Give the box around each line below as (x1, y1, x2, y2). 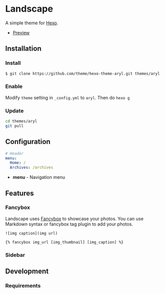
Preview (12, 29, 30, 35)
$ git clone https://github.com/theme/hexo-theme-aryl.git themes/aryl (5, 71, 160, 76)
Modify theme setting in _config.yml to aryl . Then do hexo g (5, 94, 130, 100)
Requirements (5, 282, 41, 289)
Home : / (10, 160, 26, 165)
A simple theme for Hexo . (5, 20, 58, 26)
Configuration (5, 137, 51, 146)
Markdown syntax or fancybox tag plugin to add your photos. (5, 221, 134, 227)
